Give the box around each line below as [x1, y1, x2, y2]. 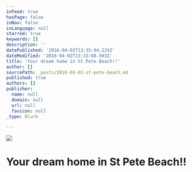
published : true [6, 75, 46, 81]
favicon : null [11, 108, 46, 114]
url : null [11, 102, 36, 109]
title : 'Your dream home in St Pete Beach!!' [6, 58, 120, 64]
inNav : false [6, 20, 39, 26]
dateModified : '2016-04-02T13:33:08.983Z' [6, 53, 113, 59]
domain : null [11, 97, 44, 103]
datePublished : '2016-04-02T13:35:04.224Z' [6, 47, 116, 53]
